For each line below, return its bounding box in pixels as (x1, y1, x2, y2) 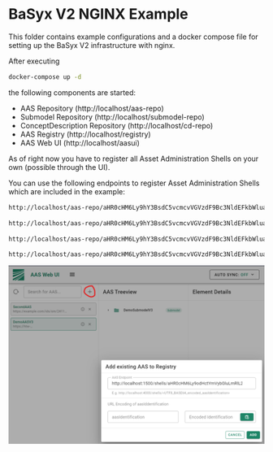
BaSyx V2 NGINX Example (8, 5, 188, 24)
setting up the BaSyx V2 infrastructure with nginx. (8, 40, 175, 50)
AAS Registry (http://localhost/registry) (19, 129, 152, 139)
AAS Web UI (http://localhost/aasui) (19, 137, 141, 147)
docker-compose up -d (8, 72, 82, 81)
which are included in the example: (8, 186, 126, 196)
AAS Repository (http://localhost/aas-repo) (19, 103, 164, 113)
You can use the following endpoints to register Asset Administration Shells (8, 178, 260, 188)
